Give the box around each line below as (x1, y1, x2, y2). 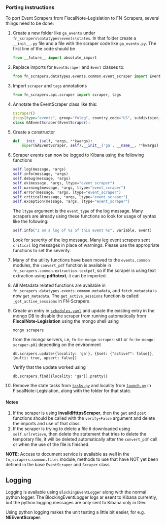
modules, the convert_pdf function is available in (12, 262, 111, 268)
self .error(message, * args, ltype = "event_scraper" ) (12, 190, 121, 195)
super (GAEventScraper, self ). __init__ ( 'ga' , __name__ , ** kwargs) (22, 143, 159, 148)
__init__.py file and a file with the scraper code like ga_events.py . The (12, 41, 157, 46)
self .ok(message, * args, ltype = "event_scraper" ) (12, 180, 115, 185)
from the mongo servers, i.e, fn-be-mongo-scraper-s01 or (12, 337, 128, 343)
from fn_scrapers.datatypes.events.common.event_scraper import (12, 74, 148, 79)
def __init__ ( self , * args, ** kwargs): (12, 138, 93, 143)
